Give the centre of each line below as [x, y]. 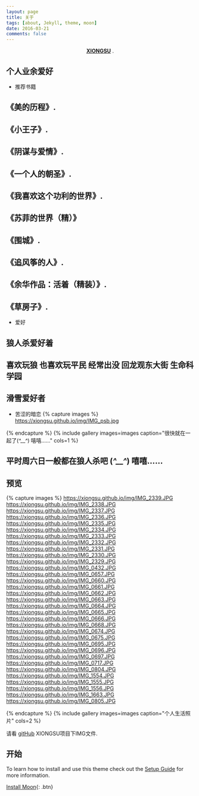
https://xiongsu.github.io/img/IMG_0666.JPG [61, 619]
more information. [28, 775]
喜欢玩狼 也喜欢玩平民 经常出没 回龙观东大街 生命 [96, 365]
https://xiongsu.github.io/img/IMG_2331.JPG [60, 549]
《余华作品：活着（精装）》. [57, 285]
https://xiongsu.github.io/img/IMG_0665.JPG [61, 612]
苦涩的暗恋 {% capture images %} [57, 414]
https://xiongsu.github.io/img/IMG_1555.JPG [60, 682]
